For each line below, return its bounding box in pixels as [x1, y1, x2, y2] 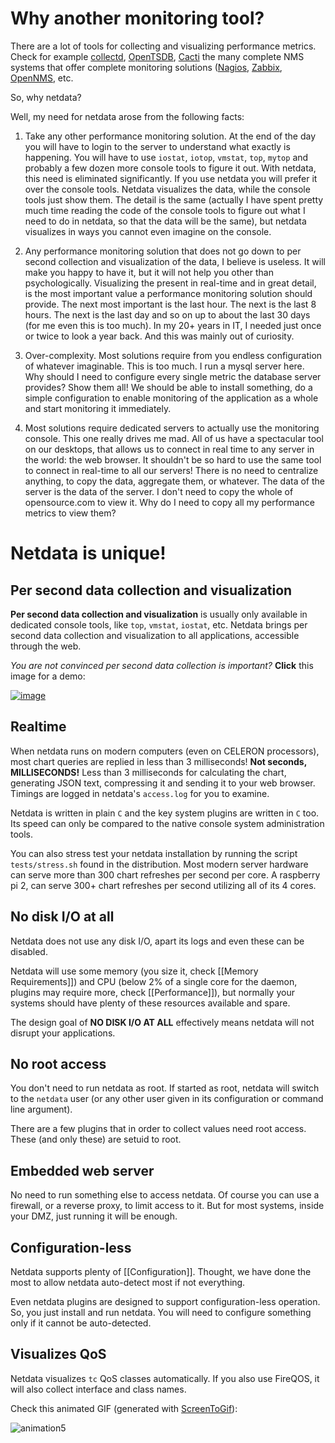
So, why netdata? [10, 91, 82, 103]
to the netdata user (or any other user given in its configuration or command [10, 1093, 324, 1105]
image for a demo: [10, 670, 86, 682]
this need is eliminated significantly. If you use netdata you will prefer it [24, 172, 318, 184]
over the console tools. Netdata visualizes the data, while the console [24, 183, 311, 195]
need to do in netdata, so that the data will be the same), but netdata [24, 215, 307, 227]
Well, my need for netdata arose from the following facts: [10, 110, 245, 122]
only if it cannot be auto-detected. [10, 1317, 152, 1329]
